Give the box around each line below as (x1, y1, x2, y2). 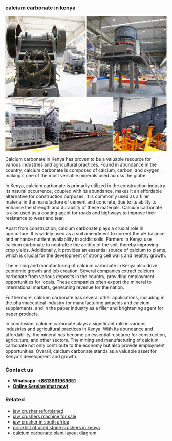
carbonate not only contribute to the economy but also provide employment (5, 342, 165, 348)
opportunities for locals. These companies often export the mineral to (5, 279, 152, 285)
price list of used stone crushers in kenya (12, 424, 100, 430)
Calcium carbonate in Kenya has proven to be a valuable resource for (5, 156, 152, 162)
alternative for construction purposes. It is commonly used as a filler (5, 193, 149, 199)
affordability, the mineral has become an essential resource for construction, (5, 331, 166, 338)
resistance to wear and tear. (5, 215, 64, 221)
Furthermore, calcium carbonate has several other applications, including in (5, 294, 165, 300)
